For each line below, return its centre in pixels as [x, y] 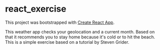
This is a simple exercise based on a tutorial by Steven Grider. [67, 42]
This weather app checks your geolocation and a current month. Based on [80, 32]
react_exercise [36, 9]
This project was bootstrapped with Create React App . [60, 22]
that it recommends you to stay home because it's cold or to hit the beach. [80, 37]
